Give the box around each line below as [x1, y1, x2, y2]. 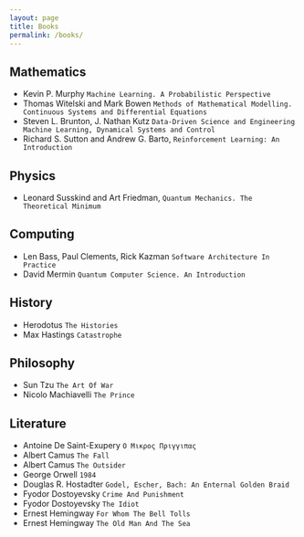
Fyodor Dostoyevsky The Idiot [22, 499, 140, 510]
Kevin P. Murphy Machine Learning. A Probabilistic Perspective [22, 89, 271, 100]
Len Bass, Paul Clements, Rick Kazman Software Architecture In [22, 250, 270, 261]
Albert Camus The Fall [22, 449, 110, 461]
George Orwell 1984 [22, 469, 97, 480]
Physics [9, 168, 57, 184]
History [9, 295, 53, 311]
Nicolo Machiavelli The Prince [22, 389, 135, 400]
